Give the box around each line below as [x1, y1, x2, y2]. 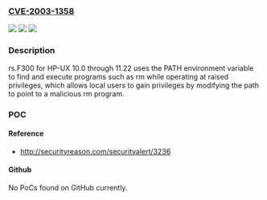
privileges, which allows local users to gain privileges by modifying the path [8, 80, 260, 90]
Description [8, 45, 55, 56]
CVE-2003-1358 [8, 6, 75, 17]
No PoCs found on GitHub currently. [8, 182, 128, 192]
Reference [8, 129, 44, 138]
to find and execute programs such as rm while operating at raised [8, 71, 229, 81]
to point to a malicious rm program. [8, 88, 125, 98]
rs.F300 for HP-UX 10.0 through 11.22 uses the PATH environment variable [8, 63, 254, 73]
